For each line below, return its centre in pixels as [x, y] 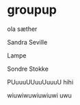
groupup [32, 10]
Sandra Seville [27, 42]
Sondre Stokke [28, 69]
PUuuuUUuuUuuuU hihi [40, 82]
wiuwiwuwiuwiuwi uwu [39, 95]
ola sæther [22, 29]
